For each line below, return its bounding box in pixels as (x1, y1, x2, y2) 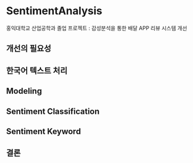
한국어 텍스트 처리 (6, 65, 68, 75)
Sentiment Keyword (6, 126, 81, 136)
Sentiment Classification (6, 106, 100, 116)
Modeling (6, 86, 42, 96)
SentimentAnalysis (6, 4, 103, 18)
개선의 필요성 (6, 43, 52, 54)
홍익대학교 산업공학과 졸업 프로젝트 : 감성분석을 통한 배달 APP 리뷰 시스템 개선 (6, 24, 188, 31)
